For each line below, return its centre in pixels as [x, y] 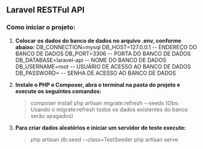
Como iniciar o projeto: [41, 27]
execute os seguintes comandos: [58, 91]
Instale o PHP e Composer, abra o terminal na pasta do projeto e [98, 85]
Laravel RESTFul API [46, 10]
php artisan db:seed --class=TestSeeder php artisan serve [104, 139]
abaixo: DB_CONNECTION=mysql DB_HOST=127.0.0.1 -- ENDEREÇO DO [106, 47]
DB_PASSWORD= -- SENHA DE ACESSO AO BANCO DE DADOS [95, 73]
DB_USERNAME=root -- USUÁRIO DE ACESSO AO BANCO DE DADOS [103, 66]
